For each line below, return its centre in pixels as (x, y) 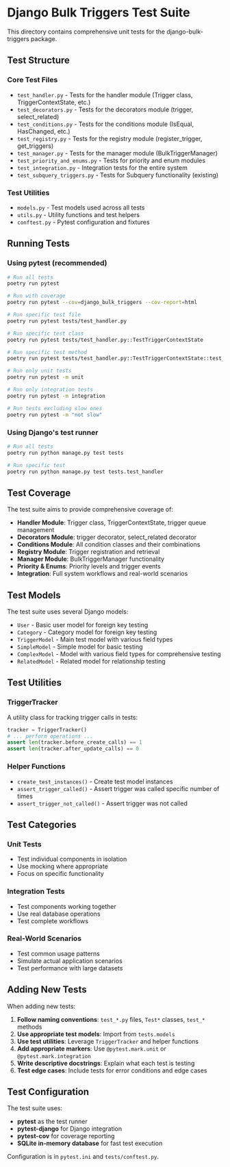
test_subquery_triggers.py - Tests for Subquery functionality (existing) (118, 175)
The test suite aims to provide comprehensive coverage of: (90, 510)
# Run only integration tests (50, 390)
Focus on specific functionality (60, 874)
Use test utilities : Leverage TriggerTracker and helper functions (108, 1041)
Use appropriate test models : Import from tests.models (96, 1034)
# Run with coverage (37, 296)
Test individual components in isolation (72, 859)
